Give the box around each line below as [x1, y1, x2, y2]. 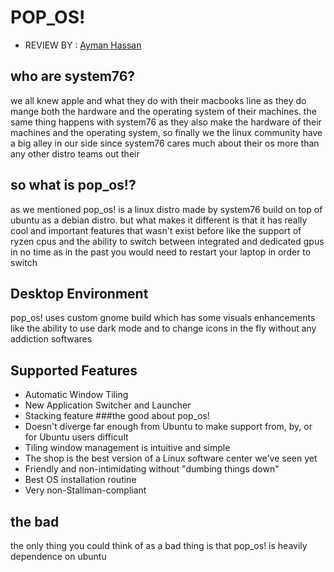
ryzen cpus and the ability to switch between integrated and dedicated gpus [10, 235, 325, 247]
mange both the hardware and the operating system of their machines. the [10, 105, 317, 117]
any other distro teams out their [10, 147, 140, 160]
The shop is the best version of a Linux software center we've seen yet [24, 452, 318, 465]
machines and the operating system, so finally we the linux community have [10, 126, 323, 138]
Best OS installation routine [24, 474, 137, 486]
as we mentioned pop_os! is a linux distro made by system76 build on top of [10, 203, 323, 215]
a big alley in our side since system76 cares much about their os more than [10, 137, 320, 149]
